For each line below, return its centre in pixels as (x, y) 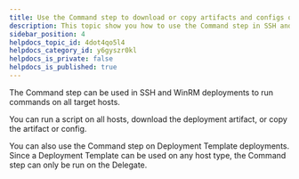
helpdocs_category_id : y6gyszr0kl (73, 51)
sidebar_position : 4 (48, 34)
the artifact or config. (48, 128)
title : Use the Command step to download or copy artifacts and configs (147, 17)
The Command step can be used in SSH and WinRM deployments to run (141, 92)
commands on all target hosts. (65, 102)
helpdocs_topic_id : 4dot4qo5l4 (67, 42)
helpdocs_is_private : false (61, 59)
